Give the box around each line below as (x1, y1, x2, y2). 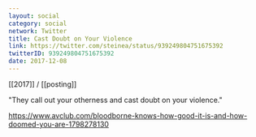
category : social (8, 19, 67, 28)
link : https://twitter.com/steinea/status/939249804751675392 (8, 42, 223, 50)
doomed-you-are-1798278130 (8, 119, 110, 129)
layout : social (8, 11, 60, 20)
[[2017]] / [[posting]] (8, 79, 77, 89)
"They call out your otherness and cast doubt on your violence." (8, 95, 223, 105)
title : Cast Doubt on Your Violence (8, 34, 132, 43)
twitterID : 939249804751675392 (8, 49, 115, 58)
